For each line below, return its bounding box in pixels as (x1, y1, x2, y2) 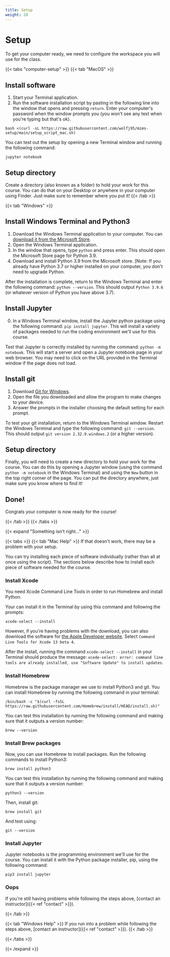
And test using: (5, 818, 37, 825)
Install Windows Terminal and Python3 (5, 217, 130, 226)
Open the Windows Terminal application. (12, 241, 98, 247)
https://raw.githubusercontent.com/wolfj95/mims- (41, 126, 149, 131)
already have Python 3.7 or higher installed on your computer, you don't (12, 263, 163, 269)
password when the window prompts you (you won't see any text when (12, 110, 162, 117)
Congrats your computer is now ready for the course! (5, 509, 117, 515)
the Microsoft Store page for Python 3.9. (12, 252, 97, 259)
